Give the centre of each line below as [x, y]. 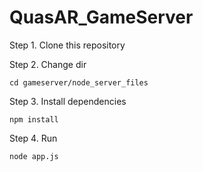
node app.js [34, 156]
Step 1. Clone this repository [67, 45]
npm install [34, 119]
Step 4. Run [33, 138]
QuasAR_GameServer [101, 17]
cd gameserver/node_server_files [79, 82]
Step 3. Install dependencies [68, 101]
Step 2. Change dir [48, 64]
